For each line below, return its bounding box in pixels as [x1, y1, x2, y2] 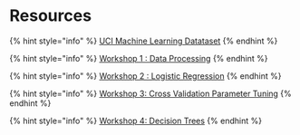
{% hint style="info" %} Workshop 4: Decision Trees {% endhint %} [9, 115, 263, 126]
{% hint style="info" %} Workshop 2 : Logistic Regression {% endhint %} [9, 70, 282, 82]
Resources [9, 5, 92, 26]
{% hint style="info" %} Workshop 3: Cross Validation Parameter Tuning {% [9, 88, 292, 99]
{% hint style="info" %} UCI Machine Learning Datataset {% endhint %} [9, 35, 278, 46]
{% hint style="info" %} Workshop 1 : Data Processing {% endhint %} [9, 53, 268, 63]
